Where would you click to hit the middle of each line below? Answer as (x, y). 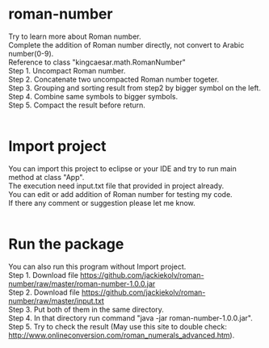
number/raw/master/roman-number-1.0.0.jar (82, 283)
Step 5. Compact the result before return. (77, 105)
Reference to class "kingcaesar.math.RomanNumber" (97, 62)
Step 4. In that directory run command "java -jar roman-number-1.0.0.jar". (130, 318)
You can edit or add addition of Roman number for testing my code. (120, 194)
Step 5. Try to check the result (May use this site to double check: (118, 326)
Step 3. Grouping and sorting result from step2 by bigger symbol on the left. (134, 88)
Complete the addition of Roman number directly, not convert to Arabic (126, 44)
